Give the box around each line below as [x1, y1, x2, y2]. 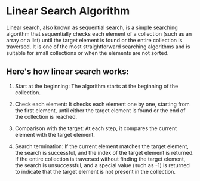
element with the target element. [14, 131, 96, 138]
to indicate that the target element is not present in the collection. [14, 168, 176, 175]
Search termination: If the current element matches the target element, [14, 142, 189, 150]
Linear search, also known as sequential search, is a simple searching [6, 24, 178, 31]
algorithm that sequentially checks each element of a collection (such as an [6, 30, 192, 37]
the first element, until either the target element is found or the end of [14, 106, 186, 114]
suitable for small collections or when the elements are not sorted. [6, 49, 169, 56]
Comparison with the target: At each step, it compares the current [14, 124, 177, 132]
